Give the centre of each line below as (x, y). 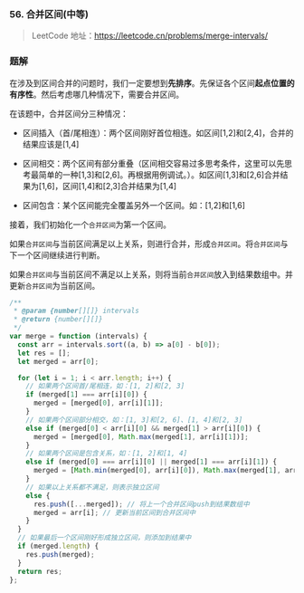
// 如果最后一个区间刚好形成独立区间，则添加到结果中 (104, 538)
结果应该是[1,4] (51, 144)
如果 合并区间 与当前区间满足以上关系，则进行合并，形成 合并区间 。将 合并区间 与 (149, 244)
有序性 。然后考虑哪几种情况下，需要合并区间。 (96, 94)
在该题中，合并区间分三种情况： (69, 113)
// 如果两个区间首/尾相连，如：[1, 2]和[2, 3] (105, 387)
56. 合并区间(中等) (49, 14)
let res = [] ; (44, 353)
